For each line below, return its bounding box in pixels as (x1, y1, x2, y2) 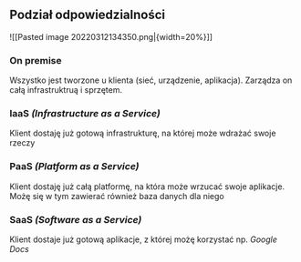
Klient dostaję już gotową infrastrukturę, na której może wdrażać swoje (9, 127, 276, 139)
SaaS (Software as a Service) (9, 213, 142, 226)
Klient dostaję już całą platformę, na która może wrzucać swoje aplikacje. (9, 181, 285, 192)
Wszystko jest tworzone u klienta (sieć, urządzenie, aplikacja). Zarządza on (9, 75, 293, 86)
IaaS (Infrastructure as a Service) (9, 107, 161, 120)
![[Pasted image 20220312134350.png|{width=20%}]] (9, 31, 213, 42)
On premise (9, 54, 62, 66)
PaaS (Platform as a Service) (9, 160, 140, 173)
